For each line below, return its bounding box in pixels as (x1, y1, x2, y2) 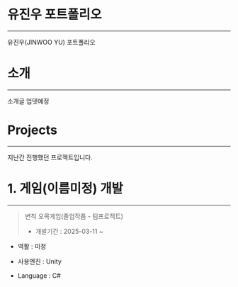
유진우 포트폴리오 (7, 6, 102, 23)
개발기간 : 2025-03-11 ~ (35, 227, 104, 235)
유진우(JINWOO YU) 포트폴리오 (7, 38, 96, 46)
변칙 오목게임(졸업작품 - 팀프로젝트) (24, 212, 124, 220)
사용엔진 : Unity (17, 257, 62, 266)
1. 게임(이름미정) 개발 (7, 181, 124, 196)
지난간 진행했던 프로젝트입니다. (7, 153, 93, 162)
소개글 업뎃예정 (7, 96, 50, 105)
